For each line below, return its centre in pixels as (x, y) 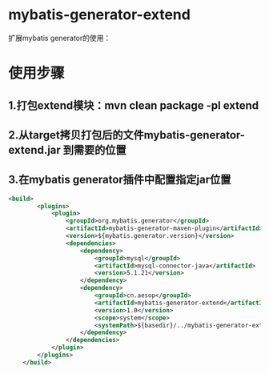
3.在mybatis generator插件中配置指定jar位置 (120, 180)
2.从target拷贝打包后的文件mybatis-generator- (127, 135)
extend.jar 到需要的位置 (67, 150)
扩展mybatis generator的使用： (60, 38)
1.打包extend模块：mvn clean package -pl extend (134, 105)
